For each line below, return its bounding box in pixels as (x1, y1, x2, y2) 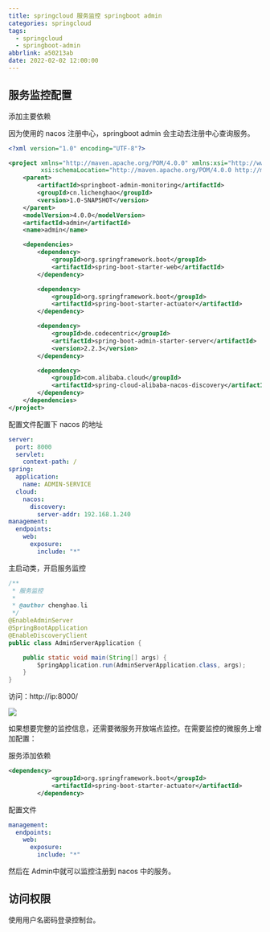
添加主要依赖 (8, 111, 51, 121)
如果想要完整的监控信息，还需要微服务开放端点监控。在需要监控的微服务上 (8, 724, 255, 733)
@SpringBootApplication (8, 624, 88, 632)
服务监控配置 (8, 88, 72, 102)
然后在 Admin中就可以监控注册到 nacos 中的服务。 (8, 866, 175, 877)
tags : (8, 27, 27, 35)
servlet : (15, 450, 45, 458)
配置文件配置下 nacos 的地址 (8, 419, 103, 429)
